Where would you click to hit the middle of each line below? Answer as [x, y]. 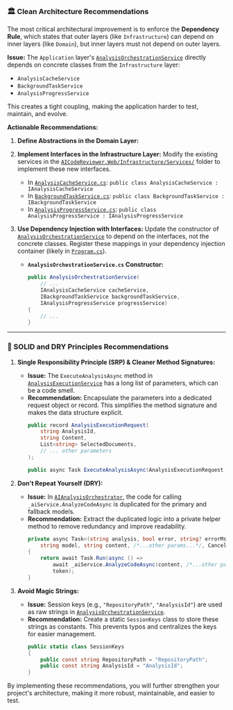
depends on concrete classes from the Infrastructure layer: [94, 65]
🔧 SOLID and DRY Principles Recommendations [88, 347]
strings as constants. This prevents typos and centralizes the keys [122, 626]
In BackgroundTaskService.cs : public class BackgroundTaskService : [126, 196]
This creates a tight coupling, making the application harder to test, [103, 106]
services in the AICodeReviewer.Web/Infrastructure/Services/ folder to [119, 162]
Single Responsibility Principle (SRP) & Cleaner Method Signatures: [116, 362]
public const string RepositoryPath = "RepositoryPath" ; [124, 659]
